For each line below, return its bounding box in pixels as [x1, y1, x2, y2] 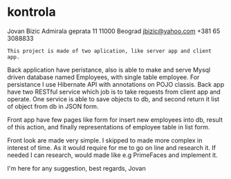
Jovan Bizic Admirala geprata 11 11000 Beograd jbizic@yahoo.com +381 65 [7, 27, 221, 35]
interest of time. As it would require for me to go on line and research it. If [7, 143, 216, 151]
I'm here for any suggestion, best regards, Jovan [7, 164, 147, 172]
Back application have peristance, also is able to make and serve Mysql [7, 65, 211, 74]
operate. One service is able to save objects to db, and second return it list [7, 94, 220, 103]
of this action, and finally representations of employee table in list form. [7, 123, 210, 131]
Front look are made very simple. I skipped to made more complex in [7, 136, 203, 145]
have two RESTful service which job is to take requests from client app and [7, 87, 221, 96]
